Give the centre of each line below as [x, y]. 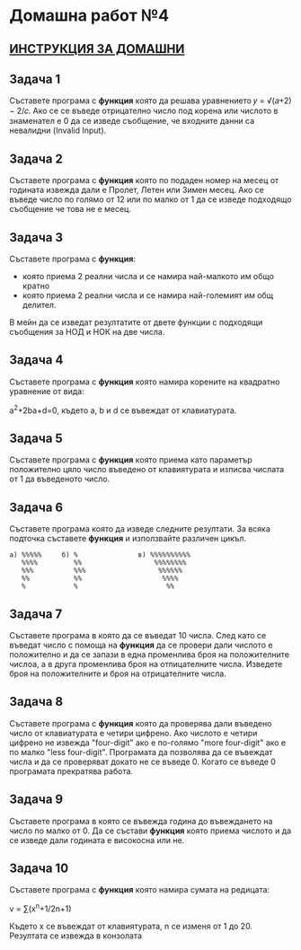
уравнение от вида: [47, 391]
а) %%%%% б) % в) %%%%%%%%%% [100, 555]
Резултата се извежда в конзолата [75, 936]
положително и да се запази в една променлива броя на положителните [150, 654]
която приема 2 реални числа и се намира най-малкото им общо [148, 277]
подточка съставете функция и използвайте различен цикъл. [128, 539]
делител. [39, 305]
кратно [36, 286]
